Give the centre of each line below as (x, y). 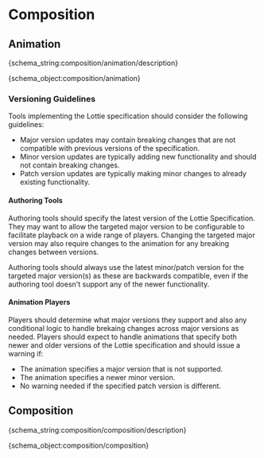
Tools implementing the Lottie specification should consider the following (128, 116)
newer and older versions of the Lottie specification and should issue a (124, 345)
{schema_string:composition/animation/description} (93, 63)
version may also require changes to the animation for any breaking (118, 243)
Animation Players (39, 302)
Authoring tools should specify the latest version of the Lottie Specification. (132, 218)
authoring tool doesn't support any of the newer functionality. (109, 284)
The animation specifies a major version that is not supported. (121, 369)
